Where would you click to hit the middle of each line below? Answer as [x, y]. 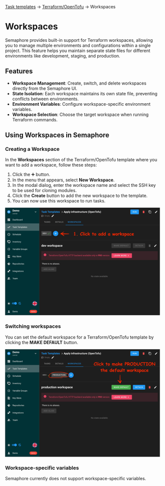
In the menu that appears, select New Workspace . [63, 180]
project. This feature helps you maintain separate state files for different [78, 51]
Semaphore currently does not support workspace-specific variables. [76, 478]
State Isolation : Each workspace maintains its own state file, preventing [85, 93]
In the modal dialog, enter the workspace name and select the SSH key [84, 185]
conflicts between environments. [45, 99]
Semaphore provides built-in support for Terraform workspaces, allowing [79, 40]
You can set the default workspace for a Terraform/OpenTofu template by [79, 337]
